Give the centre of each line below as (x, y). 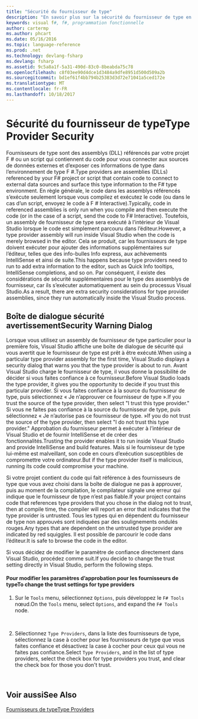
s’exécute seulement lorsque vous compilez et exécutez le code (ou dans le (98, 197)
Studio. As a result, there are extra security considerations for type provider (98, 291)
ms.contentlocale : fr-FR (37, 89)
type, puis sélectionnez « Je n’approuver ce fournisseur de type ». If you (94, 397)
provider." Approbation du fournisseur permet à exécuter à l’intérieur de (93, 428)
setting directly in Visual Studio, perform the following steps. (80, 565)
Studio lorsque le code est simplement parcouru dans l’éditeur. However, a (96, 228)
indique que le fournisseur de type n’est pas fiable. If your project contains (96, 497)
